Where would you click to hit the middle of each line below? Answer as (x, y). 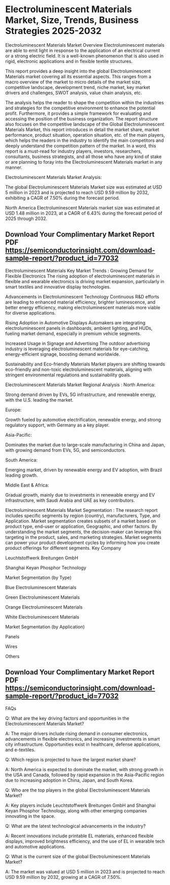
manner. (14, 167)
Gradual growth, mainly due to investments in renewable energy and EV (80, 495)
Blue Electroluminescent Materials (41, 587)
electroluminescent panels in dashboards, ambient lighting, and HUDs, (79, 328)
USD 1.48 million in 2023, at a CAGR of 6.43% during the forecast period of (84, 213)
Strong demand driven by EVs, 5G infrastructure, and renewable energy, (81, 394)
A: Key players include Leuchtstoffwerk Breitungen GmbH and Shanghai (80, 805)
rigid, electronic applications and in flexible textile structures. (69, 61)
